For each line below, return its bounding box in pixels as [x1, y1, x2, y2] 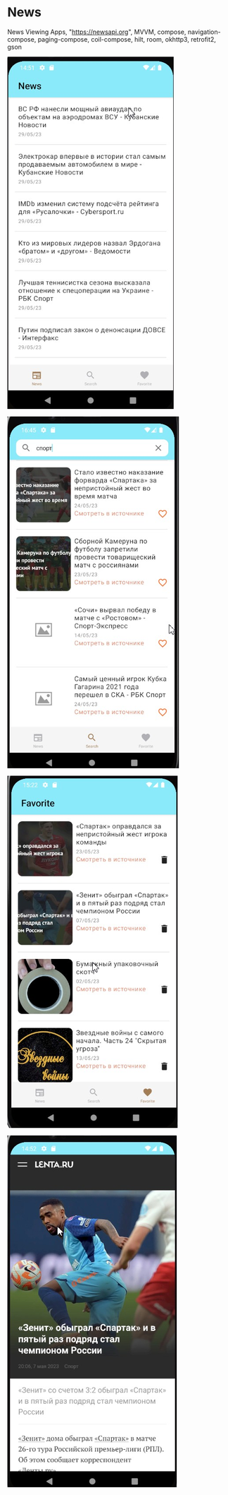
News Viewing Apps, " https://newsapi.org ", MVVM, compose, [7, 28, 186, 36]
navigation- [187, 28, 221, 36]
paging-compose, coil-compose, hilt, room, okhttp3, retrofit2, [37, 35, 217, 43]
